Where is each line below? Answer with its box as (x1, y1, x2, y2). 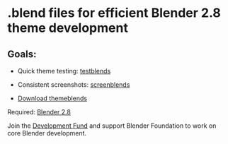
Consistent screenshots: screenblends (17, 80, 130, 89)
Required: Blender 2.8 (7, 108, 71, 116)
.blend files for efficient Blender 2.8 (7, 5, 221, 21)
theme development (7, 20, 129, 36)
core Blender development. (7, 129, 87, 137)
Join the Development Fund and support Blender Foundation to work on (7, 121, 217, 130)
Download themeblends (17, 94, 87, 102)
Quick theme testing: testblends (17, 67, 111, 75)
